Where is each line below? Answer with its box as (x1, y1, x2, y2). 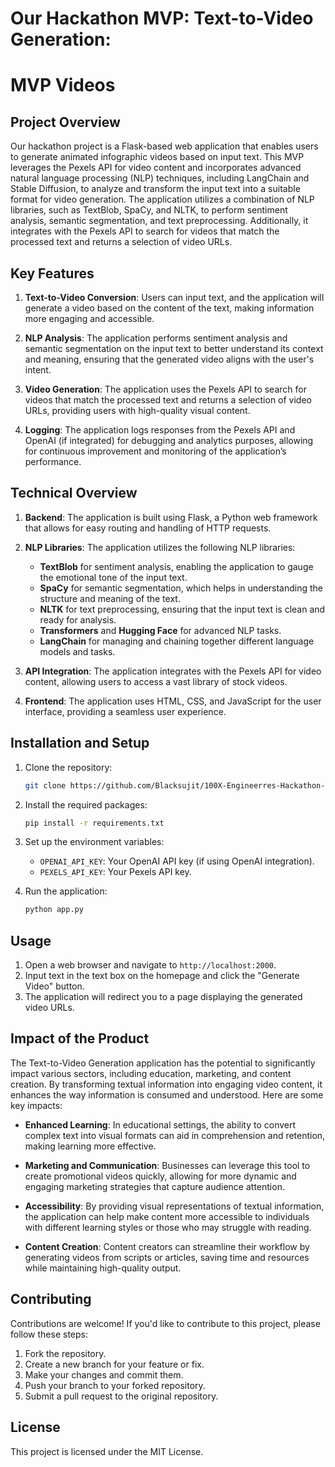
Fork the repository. (24, 1347, 107, 1359)
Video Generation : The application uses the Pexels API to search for (24, 383, 307, 395)
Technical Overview (10, 485, 138, 502)
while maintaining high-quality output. (24, 1262, 182, 1274)
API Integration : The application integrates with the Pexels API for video (24, 665, 322, 677)
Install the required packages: (24, 798, 148, 811)
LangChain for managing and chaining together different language (39, 635, 315, 647)
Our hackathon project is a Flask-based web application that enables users (10, 140, 319, 152)
